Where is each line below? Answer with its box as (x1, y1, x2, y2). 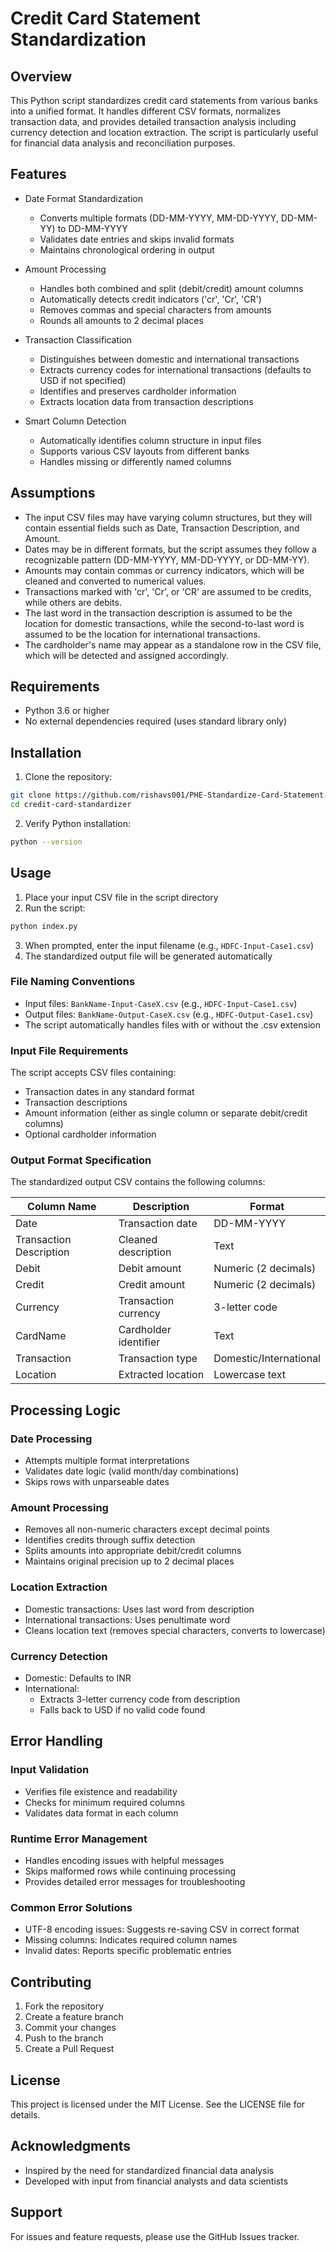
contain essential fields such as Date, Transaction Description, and (24, 522, 300, 534)
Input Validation (10, 1763, 90, 1777)
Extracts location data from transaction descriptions (39, 395, 254, 407)
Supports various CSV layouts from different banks (39, 445, 250, 457)
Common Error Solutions (10, 1900, 133, 1914)
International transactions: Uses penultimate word (24, 1613, 231, 1626)
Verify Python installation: (24, 818, 132, 829)
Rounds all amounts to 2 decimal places (39, 314, 204, 326)
